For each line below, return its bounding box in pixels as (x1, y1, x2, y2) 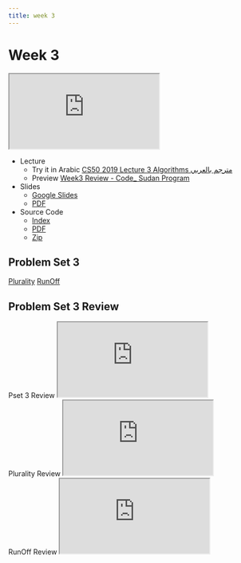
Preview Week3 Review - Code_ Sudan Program (31, 173, 190, 183)
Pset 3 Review (8, 391, 55, 400)
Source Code (19, 207, 64, 216)
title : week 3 (8, 11, 56, 20)
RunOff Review (8, 547, 57, 557)
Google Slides (31, 190, 78, 199)
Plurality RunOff (8, 277, 61, 286)
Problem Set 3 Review (8, 300, 120, 313)
